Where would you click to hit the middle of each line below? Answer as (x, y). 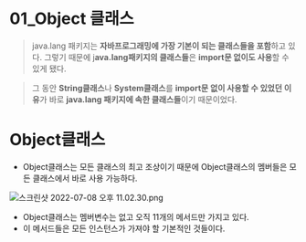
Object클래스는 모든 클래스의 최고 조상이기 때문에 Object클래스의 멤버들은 (155, 166)
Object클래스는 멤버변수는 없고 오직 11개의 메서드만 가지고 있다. (136, 216)
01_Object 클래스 (72, 19)
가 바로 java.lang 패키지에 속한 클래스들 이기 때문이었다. (138, 99)
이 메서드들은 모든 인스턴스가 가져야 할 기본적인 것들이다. (124, 228)
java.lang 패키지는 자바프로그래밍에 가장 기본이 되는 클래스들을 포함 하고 (158, 46)
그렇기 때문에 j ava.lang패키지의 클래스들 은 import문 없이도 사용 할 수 (167, 57)
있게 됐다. (49, 68)
